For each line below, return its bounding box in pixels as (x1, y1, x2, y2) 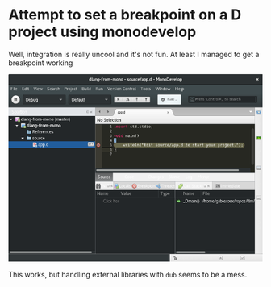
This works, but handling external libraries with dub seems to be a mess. (8, 270, 248, 280)
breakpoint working (8, 58, 73, 68)
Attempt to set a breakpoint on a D (8, 6, 242, 24)
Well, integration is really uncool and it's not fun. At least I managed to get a (8, 49, 260, 59)
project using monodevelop (8, 23, 197, 41)
